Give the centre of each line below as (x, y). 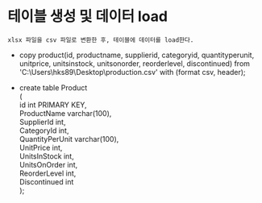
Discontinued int (46, 181)
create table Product (53, 87)
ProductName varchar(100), (65, 113)
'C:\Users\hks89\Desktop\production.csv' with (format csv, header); (133, 72)
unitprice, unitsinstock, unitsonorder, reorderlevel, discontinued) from (135, 63)
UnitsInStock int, (46, 156)
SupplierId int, (42, 122)
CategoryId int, (44, 130)
